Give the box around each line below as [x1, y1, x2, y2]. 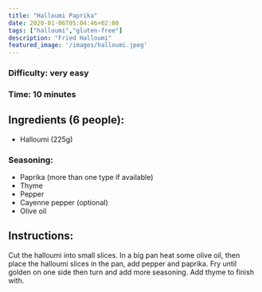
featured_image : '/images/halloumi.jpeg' [8, 41, 148, 49]
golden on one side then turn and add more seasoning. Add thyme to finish [8, 267, 255, 277]
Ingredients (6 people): [8, 113, 125, 127]
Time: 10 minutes [8, 88, 76, 99]
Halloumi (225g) [19, 134, 73, 144]
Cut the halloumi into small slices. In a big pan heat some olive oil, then [8, 250, 240, 259]
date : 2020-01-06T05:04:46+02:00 [8, 19, 119, 27]
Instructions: [8, 229, 74, 243]
